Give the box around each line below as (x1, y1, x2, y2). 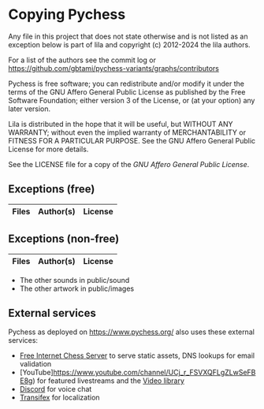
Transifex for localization (19, 392, 100, 403)
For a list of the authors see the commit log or (8, 55, 156, 65)
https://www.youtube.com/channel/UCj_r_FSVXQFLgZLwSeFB (53, 368, 256, 377)
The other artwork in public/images (19, 284, 135, 293)
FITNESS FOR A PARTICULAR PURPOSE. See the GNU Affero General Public (8, 136, 256, 145)
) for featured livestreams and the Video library (32, 376, 185, 385)
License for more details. (8, 144, 89, 154)
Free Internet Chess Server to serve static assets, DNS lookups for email (19, 351, 255, 360)
